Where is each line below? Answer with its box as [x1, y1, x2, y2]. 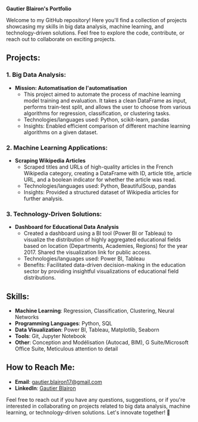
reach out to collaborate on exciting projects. [6, 36, 116, 42]
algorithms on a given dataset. [23, 128, 98, 136]
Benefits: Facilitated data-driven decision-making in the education [23, 262, 186, 269]
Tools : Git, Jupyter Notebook [14, 333, 86, 340]
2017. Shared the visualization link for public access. [23, 249, 152, 256]
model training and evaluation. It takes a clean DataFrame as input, [23, 97, 187, 104]
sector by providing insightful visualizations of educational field [23, 268, 179, 275]
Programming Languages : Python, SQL [14, 320, 113, 327]
